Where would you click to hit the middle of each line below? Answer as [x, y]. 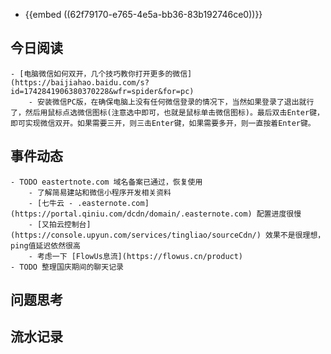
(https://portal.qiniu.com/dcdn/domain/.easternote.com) [131, 214]
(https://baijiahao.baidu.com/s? [80, 82]
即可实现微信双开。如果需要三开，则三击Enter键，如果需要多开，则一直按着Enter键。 [163, 123]
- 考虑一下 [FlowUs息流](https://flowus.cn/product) [136, 256]
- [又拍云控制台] [60, 224]
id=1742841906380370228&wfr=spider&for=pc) [102, 91]
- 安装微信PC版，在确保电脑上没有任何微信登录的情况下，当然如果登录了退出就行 [171, 102]
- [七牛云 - [51, 203]
